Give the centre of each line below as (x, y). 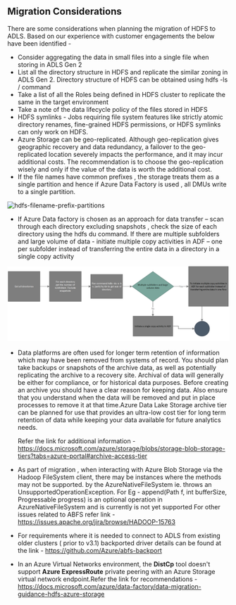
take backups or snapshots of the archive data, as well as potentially (117, 367)
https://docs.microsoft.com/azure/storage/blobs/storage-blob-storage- (121, 448)
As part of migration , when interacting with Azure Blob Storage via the (120, 469)
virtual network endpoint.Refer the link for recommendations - (107, 579)
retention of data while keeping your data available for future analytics (119, 420)
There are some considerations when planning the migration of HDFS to (112, 28)
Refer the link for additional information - (76, 441)
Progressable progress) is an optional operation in (90, 499)
